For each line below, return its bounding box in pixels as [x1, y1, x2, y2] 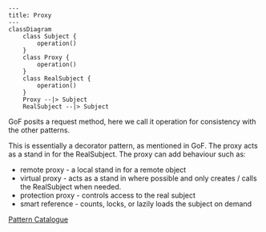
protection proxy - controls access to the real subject [19, 190, 196, 200]
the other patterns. [8, 125, 71, 135]
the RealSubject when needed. [19, 182, 122, 191]
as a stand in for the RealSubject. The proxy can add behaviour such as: [8, 149, 246, 159]
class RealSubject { [22, 75, 91, 83]
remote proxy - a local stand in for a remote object [19, 165, 187, 174]
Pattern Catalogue [8, 214, 69, 224]
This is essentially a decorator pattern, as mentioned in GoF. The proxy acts [8, 141, 258, 150]
